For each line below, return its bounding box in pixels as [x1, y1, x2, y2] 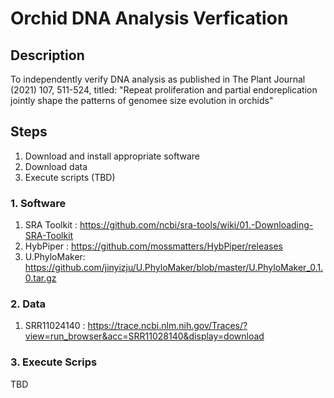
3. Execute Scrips [10, 355, 98, 369]
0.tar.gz [24, 272, 57, 284]
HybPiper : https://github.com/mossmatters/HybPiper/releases [24, 240, 284, 252]
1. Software [10, 196, 67, 210]
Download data [24, 160, 88, 172]
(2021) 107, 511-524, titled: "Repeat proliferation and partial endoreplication [10, 84, 318, 96]
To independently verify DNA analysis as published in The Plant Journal [10, 73, 306, 85]
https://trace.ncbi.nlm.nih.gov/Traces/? [87, 320, 248, 332]
